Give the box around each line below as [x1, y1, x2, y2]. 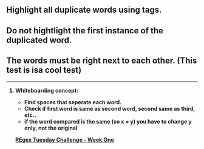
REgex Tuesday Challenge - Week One [15, 136, 114, 143]
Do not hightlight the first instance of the [6, 25, 164, 36]
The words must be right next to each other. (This [6, 56, 197, 66]
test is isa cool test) [6, 65, 82, 75]
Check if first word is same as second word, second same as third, [24, 105, 195, 112]
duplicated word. [6, 35, 72, 45]
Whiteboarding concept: [15, 87, 79, 94]
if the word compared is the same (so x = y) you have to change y [24, 118, 192, 125]
